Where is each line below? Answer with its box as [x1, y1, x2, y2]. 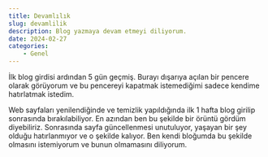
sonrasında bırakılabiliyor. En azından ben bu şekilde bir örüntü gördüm [8, 114, 246, 123]
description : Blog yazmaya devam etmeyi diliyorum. [8, 27, 187, 35]
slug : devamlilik [8, 20, 67, 28]
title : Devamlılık [8, 11, 71, 20]
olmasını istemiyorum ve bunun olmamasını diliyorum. [8, 140, 188, 149]
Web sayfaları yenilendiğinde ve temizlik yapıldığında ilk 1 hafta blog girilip [8, 105, 256, 115]
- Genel [23, 50, 49, 58]
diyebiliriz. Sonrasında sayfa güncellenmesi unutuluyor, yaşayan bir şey [8, 123, 248, 132]
